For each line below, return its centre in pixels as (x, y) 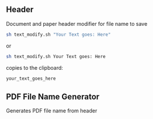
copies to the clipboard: (34, 67)
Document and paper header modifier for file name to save (77, 23)
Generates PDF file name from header (52, 111)
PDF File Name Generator (53, 96)
